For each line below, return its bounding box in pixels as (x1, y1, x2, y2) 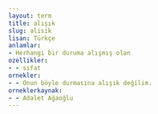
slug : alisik (8, 26, 52, 35)
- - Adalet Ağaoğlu (8, 94, 74, 102)
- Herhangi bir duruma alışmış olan (8, 49, 131, 57)
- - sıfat (8, 64, 42, 72)
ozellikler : (8, 57, 48, 65)
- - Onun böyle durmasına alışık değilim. (8, 79, 152, 87)
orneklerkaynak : (8, 86, 63, 95)
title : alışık (8, 19, 56, 27)
